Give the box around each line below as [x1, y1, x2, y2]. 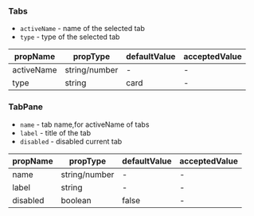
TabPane [8, 101, 44, 112]
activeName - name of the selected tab [19, 24, 145, 33]
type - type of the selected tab [19, 32, 120, 41]
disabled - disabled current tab [19, 136, 123, 146]
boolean [61, 194, 92, 206]
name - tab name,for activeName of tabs [19, 120, 150, 129]
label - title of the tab [19, 128, 92, 137]
